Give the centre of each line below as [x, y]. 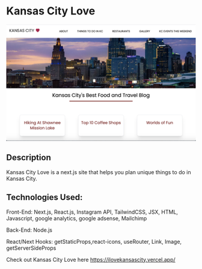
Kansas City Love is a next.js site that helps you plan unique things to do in [99, 172]
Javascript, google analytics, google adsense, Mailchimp [77, 218]
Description [29, 158]
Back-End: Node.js [29, 230]
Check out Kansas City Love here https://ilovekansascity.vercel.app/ [91, 259]
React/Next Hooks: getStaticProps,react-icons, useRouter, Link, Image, [94, 241]
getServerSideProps [31, 248]
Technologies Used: [44, 197]
